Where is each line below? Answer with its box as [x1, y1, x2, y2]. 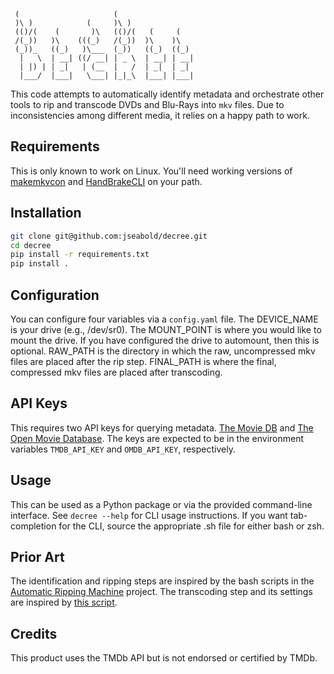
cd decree [10, 240, 52, 250]
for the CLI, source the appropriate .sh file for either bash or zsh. [58, 520, 325, 532]
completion [10, 520, 57, 532]
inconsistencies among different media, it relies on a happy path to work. [10, 110, 310, 121]
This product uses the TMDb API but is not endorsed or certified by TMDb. [10, 652, 318, 664]
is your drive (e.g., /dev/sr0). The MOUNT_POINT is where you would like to [10, 323, 322, 335]
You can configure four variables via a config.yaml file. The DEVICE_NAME [10, 313, 319, 325]
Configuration [10, 286, 100, 304]
